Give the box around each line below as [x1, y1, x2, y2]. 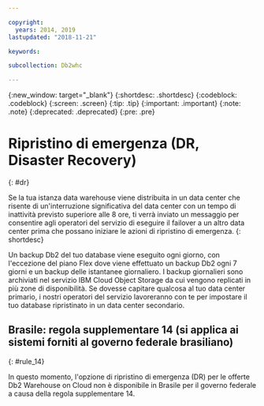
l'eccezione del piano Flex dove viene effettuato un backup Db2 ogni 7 [8, 258, 238, 269]
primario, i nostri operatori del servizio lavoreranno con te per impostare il [8, 292, 247, 302]
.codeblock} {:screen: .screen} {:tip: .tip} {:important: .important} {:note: [8, 99, 242, 108]
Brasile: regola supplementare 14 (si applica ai [8, 323, 239, 336]
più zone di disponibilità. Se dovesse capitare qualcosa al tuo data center [8, 284, 246, 293]
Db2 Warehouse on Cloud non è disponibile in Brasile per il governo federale [8, 380, 257, 389]
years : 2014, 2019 [15, 25, 76, 34]
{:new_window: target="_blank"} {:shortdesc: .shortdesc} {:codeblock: [8, 90, 238, 100]
